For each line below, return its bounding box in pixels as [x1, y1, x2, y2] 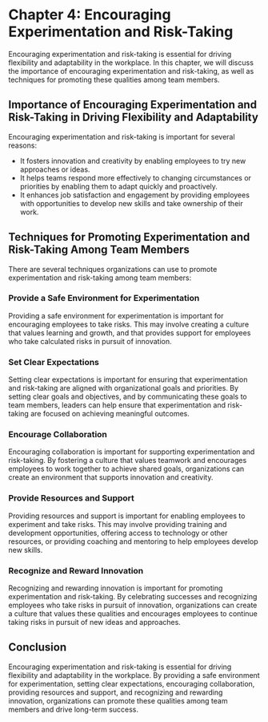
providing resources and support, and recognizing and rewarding [8, 688, 223, 697]
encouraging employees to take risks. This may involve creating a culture [8, 319, 250, 329]
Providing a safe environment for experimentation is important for [8, 310, 224, 320]
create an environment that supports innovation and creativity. [8, 473, 214, 482]
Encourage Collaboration [8, 429, 108, 440]
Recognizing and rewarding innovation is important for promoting [8, 583, 223, 593]
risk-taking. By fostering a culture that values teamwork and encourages [8, 456, 247, 465]
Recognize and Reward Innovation [8, 565, 144, 576]
